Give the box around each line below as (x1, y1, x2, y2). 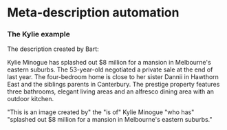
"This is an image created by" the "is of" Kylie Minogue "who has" (7, 108, 195, 116)
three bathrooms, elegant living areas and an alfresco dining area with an (7, 87, 215, 96)
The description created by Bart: (7, 45, 100, 53)
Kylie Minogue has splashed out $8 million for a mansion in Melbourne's (7, 58, 211, 67)
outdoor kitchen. (7, 95, 54, 103)
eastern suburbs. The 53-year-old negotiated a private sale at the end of (7, 65, 213, 74)
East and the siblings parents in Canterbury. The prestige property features (7, 80, 220, 89)
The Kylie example (7, 30, 71, 39)
